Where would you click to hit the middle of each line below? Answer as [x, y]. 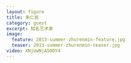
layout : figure [25, 12]
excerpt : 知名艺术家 [30, 28]
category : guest [27, 23]
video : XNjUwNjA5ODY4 [34, 51]
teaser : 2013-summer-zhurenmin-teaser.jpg [66, 46]
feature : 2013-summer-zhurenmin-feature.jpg [69, 40]
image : [14, 34]
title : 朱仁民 [23, 17]
